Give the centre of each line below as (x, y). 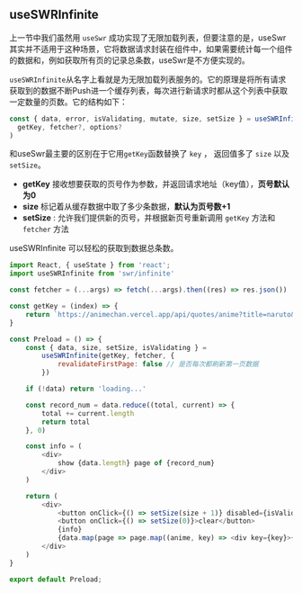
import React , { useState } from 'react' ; (90, 265)
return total (66, 422)
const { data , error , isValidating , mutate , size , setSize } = (130, 119)
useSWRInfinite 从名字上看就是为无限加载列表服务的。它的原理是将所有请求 (148, 79)
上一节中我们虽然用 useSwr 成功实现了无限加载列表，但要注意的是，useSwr (148, 37)
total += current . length (88, 413)
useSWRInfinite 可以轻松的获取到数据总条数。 (94, 248)
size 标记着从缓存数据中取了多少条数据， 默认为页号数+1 (126, 207)
